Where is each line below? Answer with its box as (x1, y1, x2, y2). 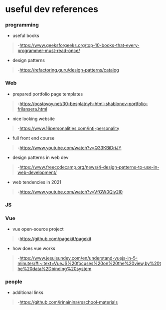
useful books (12, 32, 39, 38)
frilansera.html (17, 106, 47, 112)
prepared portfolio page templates (12, 91, 83, 97)
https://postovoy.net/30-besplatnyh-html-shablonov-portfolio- (19, 100, 148, 106)
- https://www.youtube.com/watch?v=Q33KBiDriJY (17, 144, 122, 150)
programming (5, 21, 39, 28)
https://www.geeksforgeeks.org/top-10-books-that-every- (19, 42, 140, 48)
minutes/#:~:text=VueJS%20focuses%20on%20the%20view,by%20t (17, 260, 161, 266)
